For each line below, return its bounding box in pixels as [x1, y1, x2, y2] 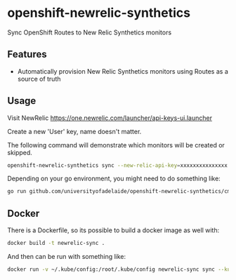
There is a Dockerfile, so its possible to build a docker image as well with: [7, 226, 220, 234]
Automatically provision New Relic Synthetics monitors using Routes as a [17, 67, 228, 75]
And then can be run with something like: [7, 253, 126, 260]
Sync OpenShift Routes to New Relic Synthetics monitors [7, 28, 172, 36]
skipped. [7, 148, 33, 156]
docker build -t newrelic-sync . [7, 240, 105, 247]
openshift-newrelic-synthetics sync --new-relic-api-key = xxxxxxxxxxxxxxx [7, 161, 228, 169]
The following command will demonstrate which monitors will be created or [7, 140, 225, 149]
